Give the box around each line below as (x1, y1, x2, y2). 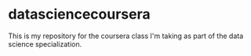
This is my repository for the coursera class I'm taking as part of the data (8, 31, 244, 40)
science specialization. (8, 39, 82, 48)
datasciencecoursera (8, 5, 151, 23)
